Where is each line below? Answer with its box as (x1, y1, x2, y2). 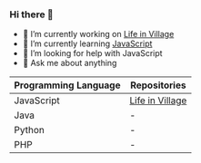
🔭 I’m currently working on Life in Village (22, 29, 175, 40)
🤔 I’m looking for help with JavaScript (22, 48, 163, 59)
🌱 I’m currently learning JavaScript (22, 38, 153, 49)
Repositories (130, 79, 186, 91)
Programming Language (14, 79, 121, 91)
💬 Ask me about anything (22, 58, 117, 69)
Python (14, 124, 45, 137)
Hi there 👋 (9, 8, 55, 21)
